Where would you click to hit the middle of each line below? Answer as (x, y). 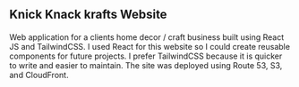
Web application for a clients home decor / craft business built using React (147, 37)
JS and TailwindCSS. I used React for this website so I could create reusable (150, 46)
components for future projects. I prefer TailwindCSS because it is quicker (146, 56)
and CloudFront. (39, 75)
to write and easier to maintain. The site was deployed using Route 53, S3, (146, 65)
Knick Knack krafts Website (88, 15)
